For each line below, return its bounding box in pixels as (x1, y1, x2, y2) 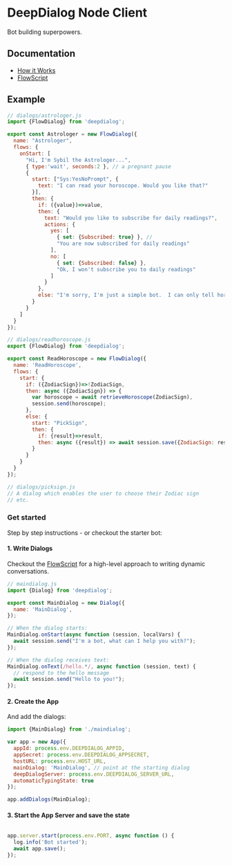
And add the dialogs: (7, 713, 66, 721)
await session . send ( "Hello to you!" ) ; (13, 676, 126, 683)
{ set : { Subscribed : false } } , (56, 259, 147, 266)
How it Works (17, 66, 56, 74)
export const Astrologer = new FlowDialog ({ (7, 131, 137, 138)
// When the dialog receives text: (7, 656, 110, 664)
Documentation (7, 48, 76, 60)
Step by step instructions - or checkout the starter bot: (7, 528, 162, 537)
